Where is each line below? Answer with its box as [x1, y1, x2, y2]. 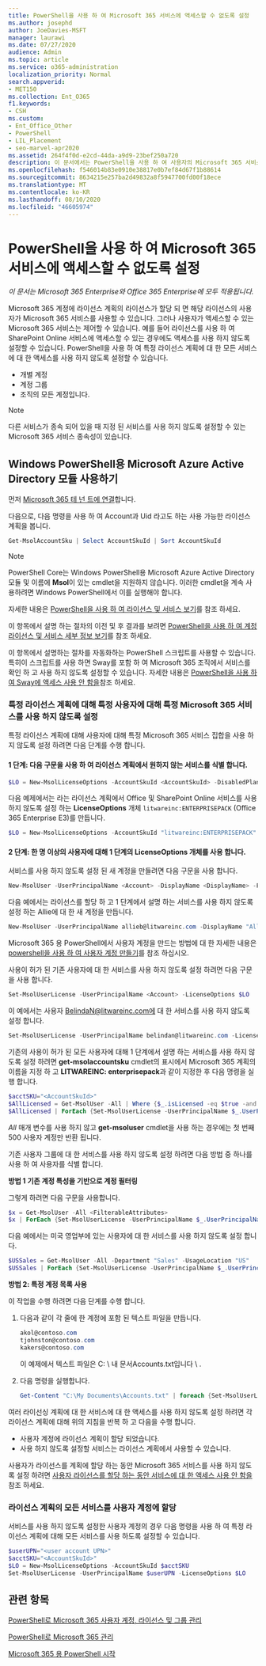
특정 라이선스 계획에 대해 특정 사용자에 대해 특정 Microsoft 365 [8, 699, 236, 710]
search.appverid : [8, 78, 66, 85]
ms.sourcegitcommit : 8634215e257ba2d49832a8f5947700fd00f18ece [8, 173, 222, 182]
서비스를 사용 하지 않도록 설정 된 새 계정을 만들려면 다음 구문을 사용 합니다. [8, 866, 238, 875]
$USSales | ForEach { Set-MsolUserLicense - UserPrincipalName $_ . [8, 1264, 228, 1273]
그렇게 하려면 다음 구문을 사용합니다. [8, 1193, 120, 1202]
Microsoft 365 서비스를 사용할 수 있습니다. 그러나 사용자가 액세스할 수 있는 [22, 313, 255, 323]
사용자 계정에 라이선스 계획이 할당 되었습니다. [19, 1433, 160, 1443]
